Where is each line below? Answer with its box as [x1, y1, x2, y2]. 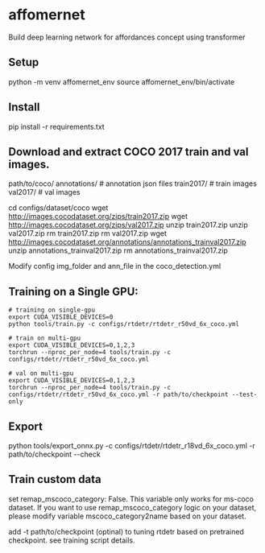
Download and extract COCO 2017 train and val [8, 145, 249, 159]
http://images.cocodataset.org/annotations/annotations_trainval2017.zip [8, 237, 247, 247]
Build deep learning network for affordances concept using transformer [8, 32, 246, 42]
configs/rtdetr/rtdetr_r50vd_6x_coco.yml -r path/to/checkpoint [8, 390, 229, 399]
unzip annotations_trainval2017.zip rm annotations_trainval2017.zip [8, 246, 228, 255]
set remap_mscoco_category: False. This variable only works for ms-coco [8, 493, 254, 504]
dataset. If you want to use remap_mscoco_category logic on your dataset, [8, 502, 257, 512]
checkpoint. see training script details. [8, 535, 135, 545]
